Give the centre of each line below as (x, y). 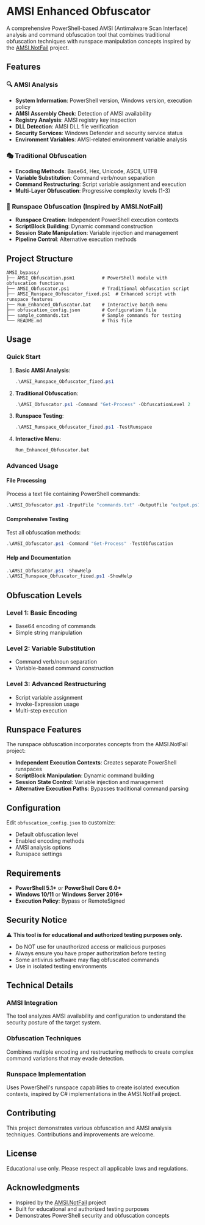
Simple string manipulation (49, 632)
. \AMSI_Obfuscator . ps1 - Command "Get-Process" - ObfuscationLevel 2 (103, 404)
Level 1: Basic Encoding (42, 613)
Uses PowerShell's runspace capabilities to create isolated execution (93, 1087)
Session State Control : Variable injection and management (89, 782)
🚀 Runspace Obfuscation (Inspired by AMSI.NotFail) (85, 206)
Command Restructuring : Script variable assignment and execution (101, 184)
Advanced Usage (32, 466)
